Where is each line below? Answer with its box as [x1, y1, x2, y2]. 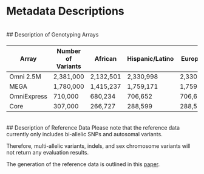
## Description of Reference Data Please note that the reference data [6, 124, 180, 131]
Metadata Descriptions [6, 4, 124, 18]
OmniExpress [9, 92, 47, 100]
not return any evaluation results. [6, 148, 89, 156]
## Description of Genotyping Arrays [6, 30, 99, 38]
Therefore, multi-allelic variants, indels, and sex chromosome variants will [6, 142, 191, 150]
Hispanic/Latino [127, 54, 174, 63]
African [94, 54, 117, 63]
